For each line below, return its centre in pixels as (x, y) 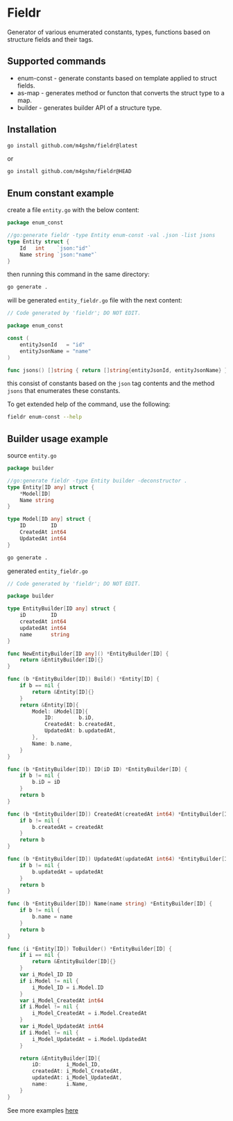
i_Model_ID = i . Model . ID (68, 987)
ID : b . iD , (69, 718)
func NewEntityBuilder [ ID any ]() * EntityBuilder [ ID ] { (88, 654)
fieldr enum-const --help (44, 417)
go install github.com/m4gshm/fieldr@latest (72, 145)
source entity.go (32, 455)
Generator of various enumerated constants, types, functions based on (109, 32)
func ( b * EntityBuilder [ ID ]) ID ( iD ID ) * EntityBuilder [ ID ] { (97, 769)
